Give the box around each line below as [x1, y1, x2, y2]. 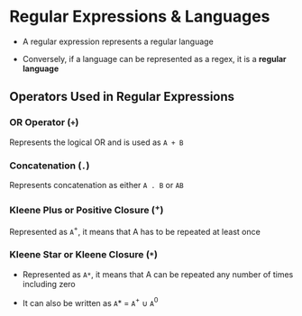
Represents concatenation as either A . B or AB [9, 179, 184, 190]
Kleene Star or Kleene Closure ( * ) [9, 248, 158, 261]
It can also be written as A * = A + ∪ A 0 [22, 295, 159, 308]
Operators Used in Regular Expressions [9, 89, 235, 104]
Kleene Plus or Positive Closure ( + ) [9, 202, 164, 217]
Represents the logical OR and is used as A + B [9, 137, 184, 148]
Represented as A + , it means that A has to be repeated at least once [9, 224, 261, 237]
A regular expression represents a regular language [22, 36, 214, 47]
